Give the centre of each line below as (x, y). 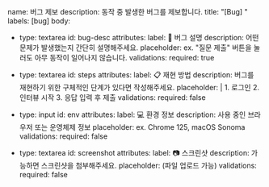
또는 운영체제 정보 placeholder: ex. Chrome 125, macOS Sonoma (140, 127)
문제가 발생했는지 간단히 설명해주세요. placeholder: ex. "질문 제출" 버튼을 (135, 48)
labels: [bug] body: (39, 21)
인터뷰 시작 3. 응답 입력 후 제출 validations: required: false (113, 98)
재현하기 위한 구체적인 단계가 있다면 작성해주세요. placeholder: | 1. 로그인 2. (139, 87)
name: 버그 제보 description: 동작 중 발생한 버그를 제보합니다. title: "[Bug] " (128, 12)
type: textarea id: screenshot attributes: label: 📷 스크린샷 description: (134, 153)
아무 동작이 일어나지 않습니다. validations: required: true (124, 58)
